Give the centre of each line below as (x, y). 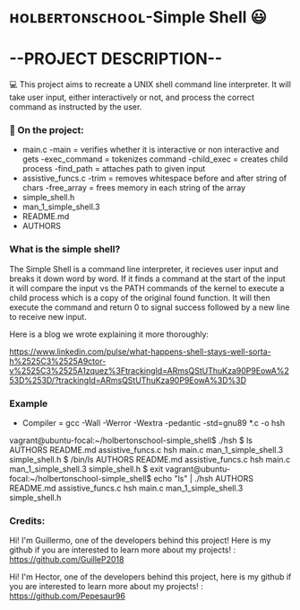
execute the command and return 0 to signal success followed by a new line (150, 307)
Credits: (27, 520)
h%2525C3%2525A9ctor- (58, 361)
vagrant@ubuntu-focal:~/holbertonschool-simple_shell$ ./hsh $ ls (131, 440)
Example (29, 403)
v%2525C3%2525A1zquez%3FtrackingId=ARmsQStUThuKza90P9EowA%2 (149, 370)
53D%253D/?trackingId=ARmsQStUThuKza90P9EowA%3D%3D (128, 380)
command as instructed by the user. (76, 107)
